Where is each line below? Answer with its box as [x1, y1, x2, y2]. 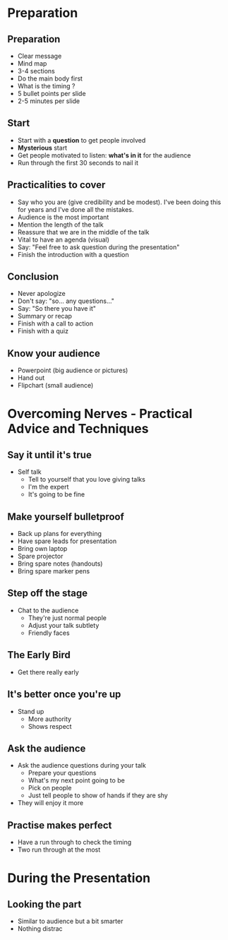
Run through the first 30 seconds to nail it [17, 158, 139, 167]
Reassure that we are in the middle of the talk [17, 227, 150, 236]
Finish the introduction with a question [17, 250, 129, 258]
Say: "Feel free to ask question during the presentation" [17, 242, 180, 251]
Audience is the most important [17, 213, 109, 221]
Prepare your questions [28, 768, 97, 778]
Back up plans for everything [17, 530, 102, 538]
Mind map [17, 59, 47, 68]
